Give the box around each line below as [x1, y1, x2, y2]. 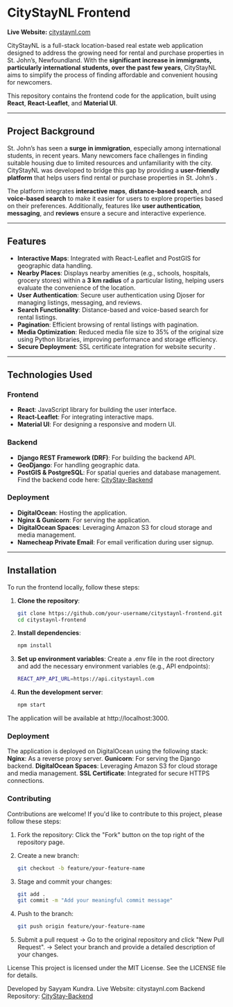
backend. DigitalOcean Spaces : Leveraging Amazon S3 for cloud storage [7, 761, 218, 771]
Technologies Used [7, 369, 92, 381]
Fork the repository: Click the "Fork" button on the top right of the [17, 830, 205, 838]
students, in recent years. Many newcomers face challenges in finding [7, 151, 208, 160]
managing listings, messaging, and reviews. [17, 298, 142, 307]
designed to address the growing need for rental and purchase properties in [7, 49, 224, 57]
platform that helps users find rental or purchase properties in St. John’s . [7, 173, 218, 182]
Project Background [7, 126, 95, 137]
